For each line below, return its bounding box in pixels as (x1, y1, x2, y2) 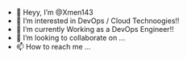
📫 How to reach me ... (15, 42, 91, 51)
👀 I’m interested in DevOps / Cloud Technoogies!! (15, 16, 180, 26)
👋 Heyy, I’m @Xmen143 (15, 8, 94, 17)
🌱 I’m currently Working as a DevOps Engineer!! (15, 25, 175, 33)
